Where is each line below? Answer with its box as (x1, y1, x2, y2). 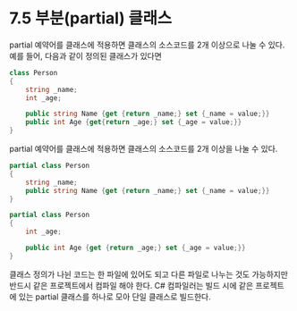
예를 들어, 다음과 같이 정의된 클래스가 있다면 (9, 50, 163, 61)
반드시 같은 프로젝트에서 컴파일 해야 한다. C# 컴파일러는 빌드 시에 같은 (9, 280, 254, 290)
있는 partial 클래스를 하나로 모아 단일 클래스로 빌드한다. (18, 291, 212, 302)
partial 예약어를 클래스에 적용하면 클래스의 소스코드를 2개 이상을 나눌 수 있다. (9, 144, 278, 155)
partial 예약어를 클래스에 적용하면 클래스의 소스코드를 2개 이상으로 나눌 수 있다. (9, 39, 285, 50)
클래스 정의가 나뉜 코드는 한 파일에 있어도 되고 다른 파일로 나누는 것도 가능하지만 (9, 269, 289, 280)
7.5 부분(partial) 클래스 (9, 8, 173, 29)
